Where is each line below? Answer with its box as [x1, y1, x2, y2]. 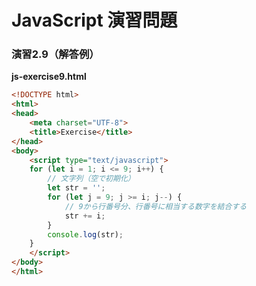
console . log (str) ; [47, 229, 124, 240]
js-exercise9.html [11, 71, 87, 83]
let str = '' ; [47, 183, 106, 193]
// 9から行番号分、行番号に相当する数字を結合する [64, 201, 248, 211]
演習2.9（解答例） [11, 47, 100, 61]
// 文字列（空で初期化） [47, 174, 136, 184]
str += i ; [64, 211, 106, 221]
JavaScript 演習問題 [11, 9, 178, 32]
